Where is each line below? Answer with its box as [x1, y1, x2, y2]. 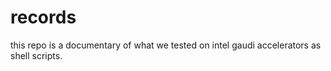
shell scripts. [10, 49, 63, 61]
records [10, 6, 77, 29]
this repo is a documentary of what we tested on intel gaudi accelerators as [10, 39, 322, 51]
